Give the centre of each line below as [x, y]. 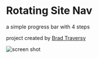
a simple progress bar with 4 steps [48, 27]
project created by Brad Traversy [46, 38]
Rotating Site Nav [49, 11]
